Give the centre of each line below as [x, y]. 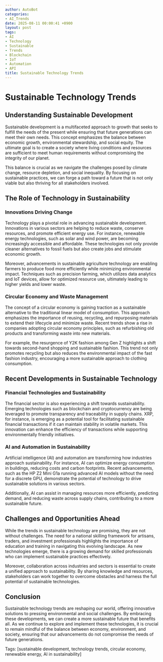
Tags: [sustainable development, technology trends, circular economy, [76, 649]
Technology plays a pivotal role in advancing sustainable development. [76, 223]
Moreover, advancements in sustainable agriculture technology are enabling [81, 263]
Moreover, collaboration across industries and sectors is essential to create [80, 566]
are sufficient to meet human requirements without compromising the [74, 153]
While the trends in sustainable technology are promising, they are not [75, 530]
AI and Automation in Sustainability [48, 447]
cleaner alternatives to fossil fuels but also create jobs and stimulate [73, 249]
